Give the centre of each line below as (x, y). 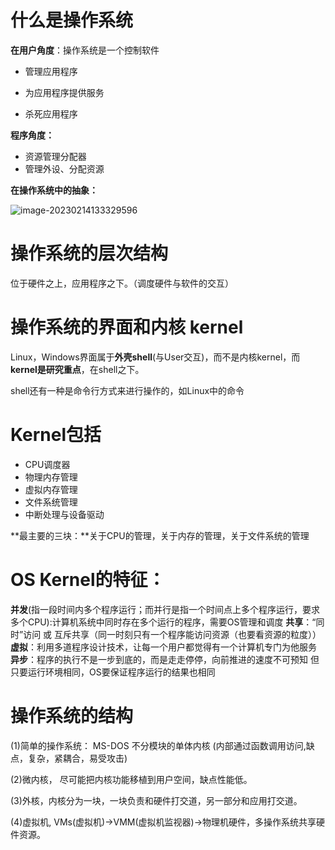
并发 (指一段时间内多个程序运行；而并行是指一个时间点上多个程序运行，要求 (165, 609)
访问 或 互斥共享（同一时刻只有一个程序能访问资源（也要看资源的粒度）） (172, 634)
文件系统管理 (51, 502)
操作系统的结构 (72, 715)
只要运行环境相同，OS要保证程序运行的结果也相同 (113, 672)
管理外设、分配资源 (64, 168)
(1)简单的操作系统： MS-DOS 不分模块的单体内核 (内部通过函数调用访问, (158, 745)
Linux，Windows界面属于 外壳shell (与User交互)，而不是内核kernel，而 (155, 357)
